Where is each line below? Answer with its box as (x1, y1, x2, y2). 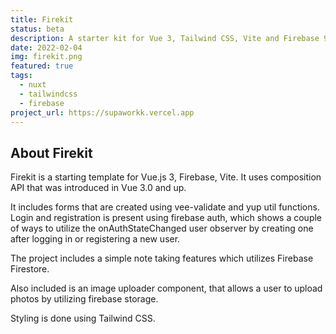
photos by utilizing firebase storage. (10, 293, 159, 305)
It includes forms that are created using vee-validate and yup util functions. (10, 201, 320, 213)
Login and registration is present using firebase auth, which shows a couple (10, 212, 323, 224)
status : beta (10, 24, 65, 34)
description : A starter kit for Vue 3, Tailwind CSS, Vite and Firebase (10, 33, 320, 43)
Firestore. (10, 263, 50, 275)
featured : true (10, 61, 74, 71)
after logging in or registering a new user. (10, 233, 181, 245)
